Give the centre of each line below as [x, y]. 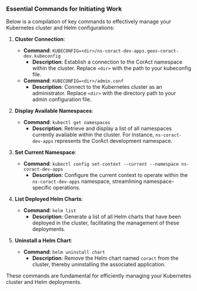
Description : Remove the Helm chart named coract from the [105, 258]
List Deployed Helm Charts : [49, 199]
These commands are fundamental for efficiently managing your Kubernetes [99, 276]
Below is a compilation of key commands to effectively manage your [89, 22]
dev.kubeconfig [42, 56]
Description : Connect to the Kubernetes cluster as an [97, 87]
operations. [66, 188]
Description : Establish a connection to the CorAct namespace [107, 62]
